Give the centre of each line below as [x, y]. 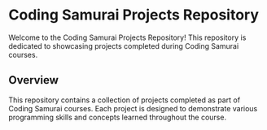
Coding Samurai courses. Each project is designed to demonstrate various [133, 108]
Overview [34, 80]
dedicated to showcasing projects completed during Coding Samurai [124, 45]
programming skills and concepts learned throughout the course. [117, 117]
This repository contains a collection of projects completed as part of [125, 100]
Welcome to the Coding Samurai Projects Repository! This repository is [127, 37]
